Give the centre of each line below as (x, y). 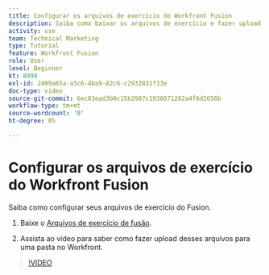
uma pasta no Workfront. (61, 247)
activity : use (32, 31)
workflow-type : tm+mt (45, 106)
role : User (27, 61)
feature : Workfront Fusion (54, 53)
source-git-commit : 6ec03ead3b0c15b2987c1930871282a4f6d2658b (115, 98)
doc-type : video (35, 91)
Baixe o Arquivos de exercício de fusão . (86, 223)
